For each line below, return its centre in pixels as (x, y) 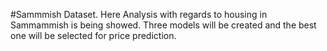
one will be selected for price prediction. (93, 35)
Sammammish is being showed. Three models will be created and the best (163, 25)
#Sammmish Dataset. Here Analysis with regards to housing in (139, 14)
